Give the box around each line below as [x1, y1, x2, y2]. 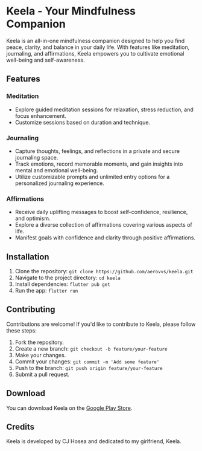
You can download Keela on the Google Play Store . [6, 404, 133, 412]
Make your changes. [14, 351, 66, 359]
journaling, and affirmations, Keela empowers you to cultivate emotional [6, 50, 185, 57]
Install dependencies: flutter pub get [14, 281, 110, 288]
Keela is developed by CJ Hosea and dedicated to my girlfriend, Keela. [6, 438, 182, 445]
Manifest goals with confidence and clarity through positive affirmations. [14, 234, 196, 241]
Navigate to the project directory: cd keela [14, 274, 121, 282]
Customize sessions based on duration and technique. [14, 118, 151, 126]
